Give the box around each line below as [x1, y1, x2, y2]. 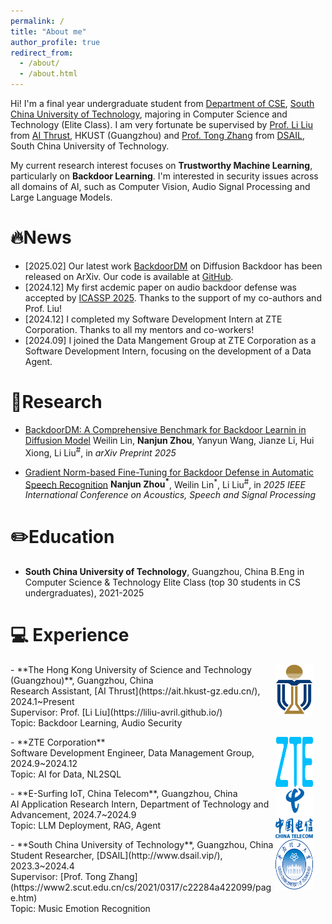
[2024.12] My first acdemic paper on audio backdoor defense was [24, 281, 297, 293]
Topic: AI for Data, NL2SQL [10, 768, 122, 780]
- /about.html [19, 69, 78, 79]
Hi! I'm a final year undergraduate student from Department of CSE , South [10, 98, 315, 109]
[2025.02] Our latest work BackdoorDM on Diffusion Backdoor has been [24, 260, 323, 272]
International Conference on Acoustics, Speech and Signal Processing [24, 489, 317, 501]
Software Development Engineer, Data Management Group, [10, 747, 255, 759]
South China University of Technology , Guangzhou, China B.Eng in [24, 566, 305, 578]
